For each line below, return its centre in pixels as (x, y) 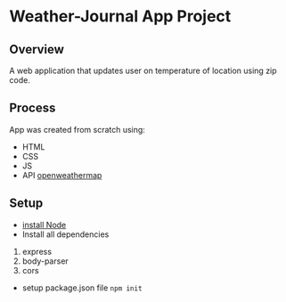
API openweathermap (62, 175)
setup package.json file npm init (82, 288)
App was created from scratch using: (77, 129)
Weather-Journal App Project (120, 16)
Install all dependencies (65, 234)
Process (33, 108)
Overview (37, 49)
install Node (44, 224)
